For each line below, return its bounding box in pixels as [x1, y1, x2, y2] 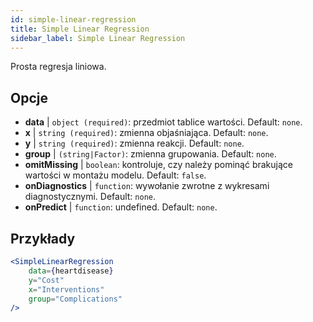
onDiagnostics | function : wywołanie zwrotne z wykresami [24, 180, 270, 192]
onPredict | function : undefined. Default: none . [24, 201, 218, 213]
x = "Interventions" [28, 284, 105, 295]
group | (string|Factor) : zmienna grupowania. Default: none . [24, 148, 277, 160]
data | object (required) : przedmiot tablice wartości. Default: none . [24, 116, 303, 128]
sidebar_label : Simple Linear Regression [10, 33, 186, 43]
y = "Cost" [28, 275, 65, 285]
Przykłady [10, 230, 76, 247]
